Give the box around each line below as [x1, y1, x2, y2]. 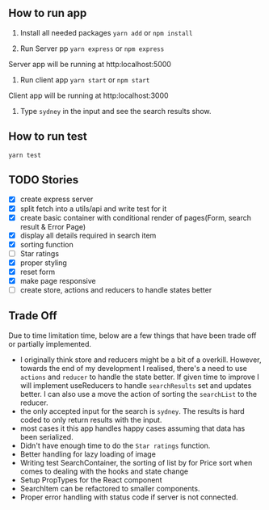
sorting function [19, 239, 74, 249]
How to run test [8, 129, 87, 144]
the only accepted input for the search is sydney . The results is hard [19, 406, 245, 415]
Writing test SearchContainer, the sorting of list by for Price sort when [19, 457, 253, 467]
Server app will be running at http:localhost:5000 [8, 59, 172, 69]
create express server [19, 194, 94, 204]
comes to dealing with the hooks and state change [19, 466, 188, 476]
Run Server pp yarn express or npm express [19, 44, 165, 53]
